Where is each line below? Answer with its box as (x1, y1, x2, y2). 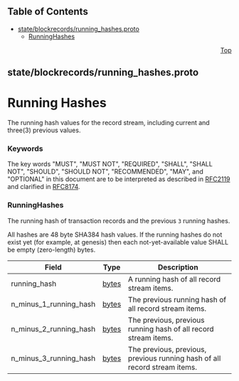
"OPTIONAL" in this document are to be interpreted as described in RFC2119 (7, 175, 230, 183)
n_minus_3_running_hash (11, 353, 96, 363)
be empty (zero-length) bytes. (7, 245, 96, 254)
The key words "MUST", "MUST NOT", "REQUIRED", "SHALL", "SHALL (7, 160, 213, 168)
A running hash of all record (127, 274, 221, 284)
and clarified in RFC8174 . (7, 183, 80, 191)
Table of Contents (7, 6, 89, 18)
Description (157, 262, 198, 272)
